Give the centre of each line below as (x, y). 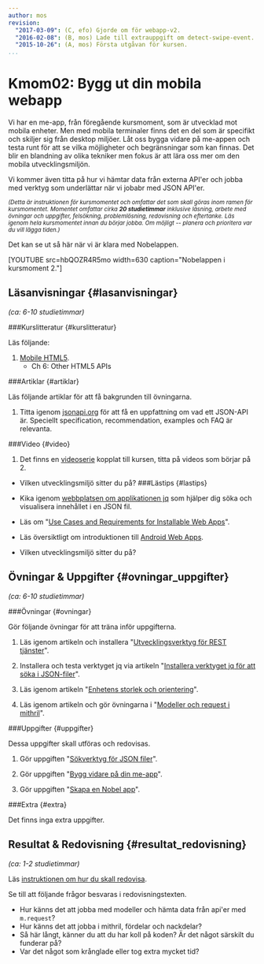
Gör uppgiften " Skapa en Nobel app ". (79, 789)
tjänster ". (34, 650)
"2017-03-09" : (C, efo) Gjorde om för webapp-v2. (98, 30)
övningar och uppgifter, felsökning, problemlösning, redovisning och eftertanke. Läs (121, 216)
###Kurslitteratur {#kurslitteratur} (62, 327)
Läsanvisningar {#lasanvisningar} (93, 293)
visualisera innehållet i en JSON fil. (75, 506)
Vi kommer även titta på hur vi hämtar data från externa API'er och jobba (126, 180)
